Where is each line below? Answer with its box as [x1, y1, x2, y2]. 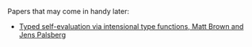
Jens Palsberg [18, 31, 67, 39]
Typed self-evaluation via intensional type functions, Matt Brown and [18, 22, 244, 31]
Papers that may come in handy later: [7, 7, 130, 16]
